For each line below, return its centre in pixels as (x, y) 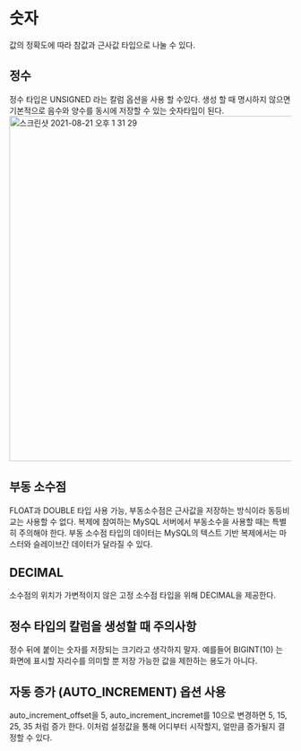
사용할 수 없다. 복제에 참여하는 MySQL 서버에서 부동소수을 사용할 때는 (148, 521)
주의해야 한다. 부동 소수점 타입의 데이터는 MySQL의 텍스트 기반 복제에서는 (148, 533)
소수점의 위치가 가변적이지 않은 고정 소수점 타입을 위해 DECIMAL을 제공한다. (142, 595)
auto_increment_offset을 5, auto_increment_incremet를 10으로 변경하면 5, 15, (148, 715)
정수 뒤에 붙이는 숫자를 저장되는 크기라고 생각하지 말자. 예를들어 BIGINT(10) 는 (146, 650)
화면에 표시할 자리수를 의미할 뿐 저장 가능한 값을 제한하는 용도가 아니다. (133, 661)
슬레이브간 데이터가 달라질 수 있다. (93, 544)
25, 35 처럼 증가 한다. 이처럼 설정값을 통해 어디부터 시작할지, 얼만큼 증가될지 (142, 726)
